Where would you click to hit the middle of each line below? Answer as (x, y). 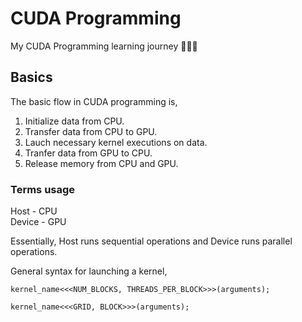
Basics (31, 77)
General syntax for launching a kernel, (89, 271)
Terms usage (43, 189)
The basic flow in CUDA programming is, (94, 101)
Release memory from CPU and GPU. (101, 163)
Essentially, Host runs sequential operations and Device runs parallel (151, 241)
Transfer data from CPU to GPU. (91, 131)
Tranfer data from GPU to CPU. (88, 153)
